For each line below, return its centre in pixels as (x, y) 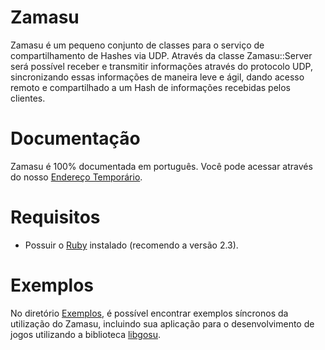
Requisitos (55, 217)
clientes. (28, 98)
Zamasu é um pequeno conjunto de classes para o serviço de (137, 45)
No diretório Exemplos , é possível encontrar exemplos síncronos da (149, 313)
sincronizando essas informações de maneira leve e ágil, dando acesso (157, 77)
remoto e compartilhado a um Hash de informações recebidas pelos (150, 87)
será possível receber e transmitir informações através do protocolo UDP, (162, 66)
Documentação (75, 138)
